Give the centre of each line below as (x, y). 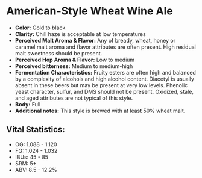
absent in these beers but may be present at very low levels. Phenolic (101, 85)
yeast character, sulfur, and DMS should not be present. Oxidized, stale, (104, 91)
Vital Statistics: (36, 130)
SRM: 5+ (26, 163)
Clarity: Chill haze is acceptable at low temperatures (80, 34)
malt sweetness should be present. (58, 53)
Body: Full (28, 104)
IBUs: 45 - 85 (32, 157)
